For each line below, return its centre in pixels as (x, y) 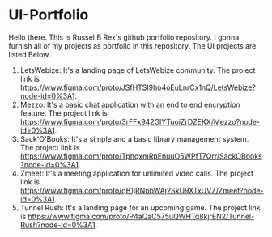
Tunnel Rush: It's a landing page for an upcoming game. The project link (140, 207)
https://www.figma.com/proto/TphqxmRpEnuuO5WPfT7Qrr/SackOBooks (141, 156)
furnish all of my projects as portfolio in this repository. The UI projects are (132, 45)
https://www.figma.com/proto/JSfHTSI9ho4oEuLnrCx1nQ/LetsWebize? (138, 87)
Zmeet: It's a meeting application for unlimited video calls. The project (136, 173)
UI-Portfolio (49, 15)
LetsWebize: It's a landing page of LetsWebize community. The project (138, 70)
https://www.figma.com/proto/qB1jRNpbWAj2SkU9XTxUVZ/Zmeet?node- (142, 190)
